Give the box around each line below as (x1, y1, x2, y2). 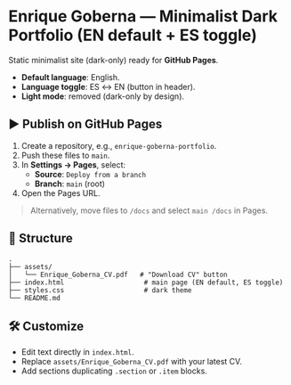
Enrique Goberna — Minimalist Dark (8, 6, 278, 27)
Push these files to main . (20, 150, 110, 160)
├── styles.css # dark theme (8, 285, 192, 295)
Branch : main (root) (34, 178, 106, 189)
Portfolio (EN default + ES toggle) (8, 25, 257, 45)
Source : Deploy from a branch (34, 168, 147, 179)
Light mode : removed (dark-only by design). (20, 91, 184, 102)
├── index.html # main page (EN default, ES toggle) (8, 278, 284, 287)
